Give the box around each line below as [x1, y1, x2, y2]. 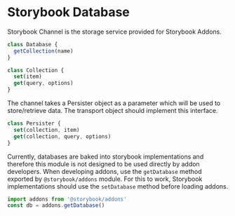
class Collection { [7, 67, 65, 74]
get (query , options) [13, 80, 74, 87]
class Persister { [7, 120, 61, 127]
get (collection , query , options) [13, 133, 112, 140]
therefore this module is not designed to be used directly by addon [7, 159, 200, 168]
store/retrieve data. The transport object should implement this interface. [7, 107, 218, 115]
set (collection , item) [13, 126, 80, 133]
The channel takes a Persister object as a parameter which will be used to [7, 99, 221, 107]
